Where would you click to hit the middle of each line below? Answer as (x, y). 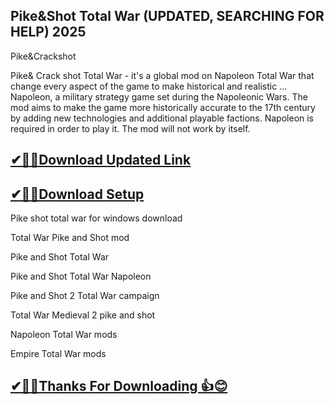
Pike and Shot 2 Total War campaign (85, 296)
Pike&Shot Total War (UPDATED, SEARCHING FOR (167, 16)
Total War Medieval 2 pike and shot (83, 315)
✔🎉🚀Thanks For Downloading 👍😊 (119, 386)
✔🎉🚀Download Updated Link (101, 160)
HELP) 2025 (48, 32)
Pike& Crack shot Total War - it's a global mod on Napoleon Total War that (162, 75)
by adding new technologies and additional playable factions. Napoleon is (162, 118)
